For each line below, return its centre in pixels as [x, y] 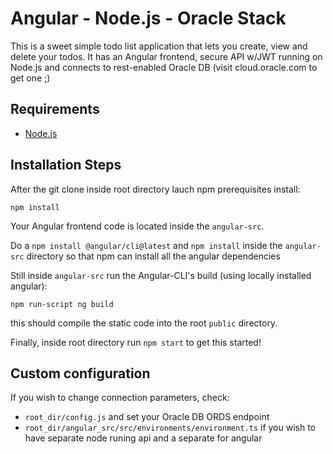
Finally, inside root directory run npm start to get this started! [136, 342]
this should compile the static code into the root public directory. [144, 323]
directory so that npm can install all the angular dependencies [153, 256]
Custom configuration [80, 373]
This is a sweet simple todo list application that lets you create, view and [159, 46]
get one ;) [30, 78]
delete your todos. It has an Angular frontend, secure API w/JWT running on [166, 56]
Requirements [55, 109]
